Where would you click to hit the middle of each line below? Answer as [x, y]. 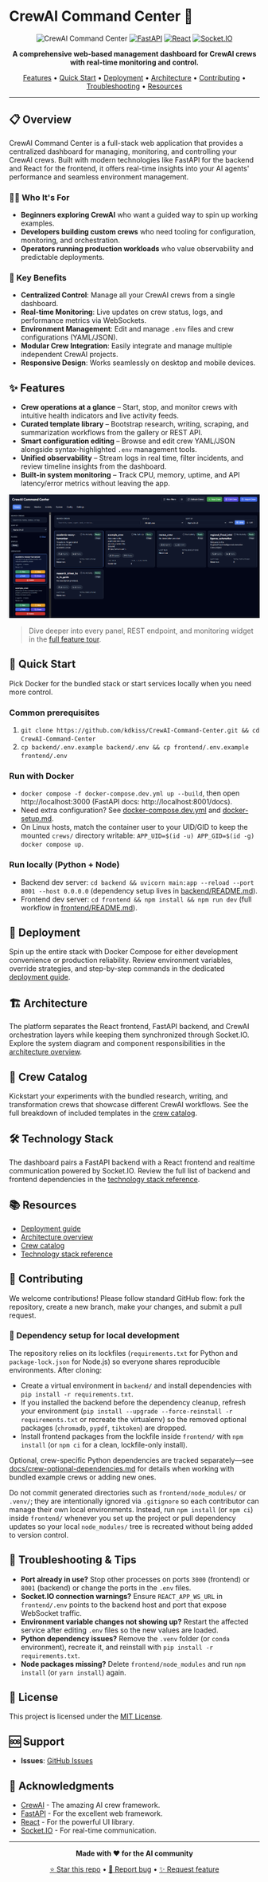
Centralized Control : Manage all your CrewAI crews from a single [128, 295]
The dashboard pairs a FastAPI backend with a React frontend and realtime [132, 1162]
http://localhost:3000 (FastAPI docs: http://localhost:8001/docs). [126, 802]
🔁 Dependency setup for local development [94, 1336]
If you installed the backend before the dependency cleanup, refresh [133, 1402]
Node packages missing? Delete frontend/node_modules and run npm [133, 1664]
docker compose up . [52, 844]
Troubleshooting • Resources [134, 86]
